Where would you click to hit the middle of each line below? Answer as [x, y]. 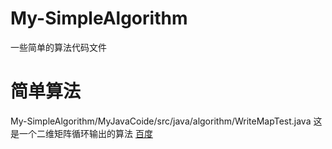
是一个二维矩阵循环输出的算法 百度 [81, 133]
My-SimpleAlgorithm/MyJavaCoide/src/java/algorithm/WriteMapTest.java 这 [166, 121]
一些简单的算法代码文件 [58, 47]
